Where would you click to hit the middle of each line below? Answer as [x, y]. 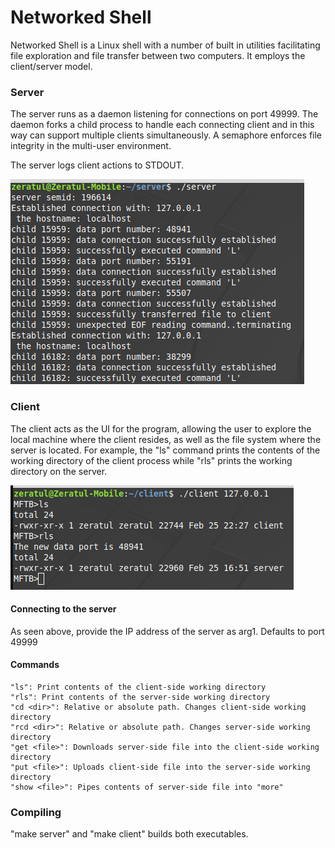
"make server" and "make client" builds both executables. [129, 834]
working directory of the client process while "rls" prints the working [151, 460]
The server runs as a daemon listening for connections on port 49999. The [164, 114]
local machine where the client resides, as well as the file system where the [166, 439]
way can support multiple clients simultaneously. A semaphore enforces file [166, 135]
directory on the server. [59, 471]
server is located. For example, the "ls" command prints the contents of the [165, 450]
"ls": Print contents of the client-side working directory [138, 687]
